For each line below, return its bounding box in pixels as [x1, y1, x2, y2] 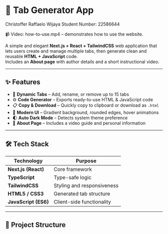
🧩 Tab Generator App [5, 5, 94, 16]
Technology [13, 157, 43, 164]
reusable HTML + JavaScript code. [5, 53, 78, 59]
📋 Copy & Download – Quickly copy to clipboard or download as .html [12, 102, 159, 108]
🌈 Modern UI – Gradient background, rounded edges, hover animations [12, 109, 159, 115]
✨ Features [5, 78, 40, 87]
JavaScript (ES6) [7, 198, 49, 205]
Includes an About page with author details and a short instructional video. [5, 59, 159, 65]
